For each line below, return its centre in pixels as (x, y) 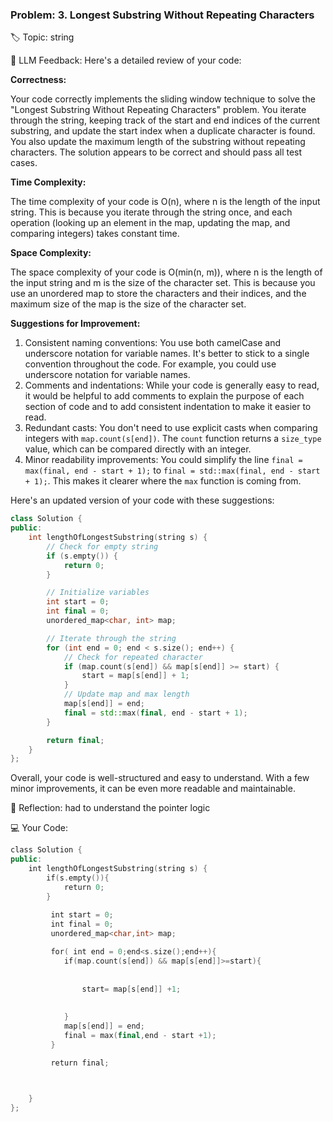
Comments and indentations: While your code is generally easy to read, (172, 385)
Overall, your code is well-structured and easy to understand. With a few (160, 778)
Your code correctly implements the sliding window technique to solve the (163, 99)
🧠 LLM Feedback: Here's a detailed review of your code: (126, 60)
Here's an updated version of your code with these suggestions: (142, 500)
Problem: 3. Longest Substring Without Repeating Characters (162, 15)
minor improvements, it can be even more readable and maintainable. (153, 789)
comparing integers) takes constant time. (95, 234)
